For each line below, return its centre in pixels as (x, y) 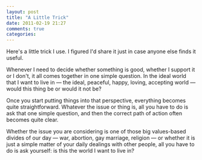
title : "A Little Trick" (37, 18)
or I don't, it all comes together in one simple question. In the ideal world (96, 76)
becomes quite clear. (32, 120)
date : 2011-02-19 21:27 (36, 23)
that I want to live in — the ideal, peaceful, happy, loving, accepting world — (101, 83)
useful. (15, 58)
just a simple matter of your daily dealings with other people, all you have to (100, 144)
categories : (21, 34)
